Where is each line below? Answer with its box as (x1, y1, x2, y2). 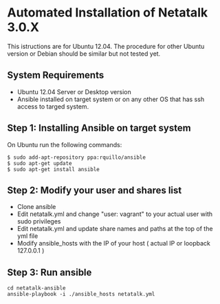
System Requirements (7, 69, 104, 81)
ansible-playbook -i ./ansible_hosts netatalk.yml (7, 291, 155, 298)
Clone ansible (16, 203, 56, 211)
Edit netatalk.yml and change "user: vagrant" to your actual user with (16, 210, 213, 218)
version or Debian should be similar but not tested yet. (7, 50, 161, 58)
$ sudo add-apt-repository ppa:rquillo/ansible (7, 153, 146, 161)
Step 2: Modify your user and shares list (7, 184, 182, 196)
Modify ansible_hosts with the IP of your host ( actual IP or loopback (16, 239, 211, 248)
